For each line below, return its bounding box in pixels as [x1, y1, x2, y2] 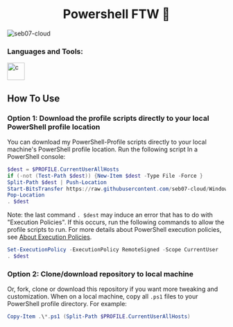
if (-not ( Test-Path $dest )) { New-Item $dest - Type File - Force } [7, 172, 203, 179]
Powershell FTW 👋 [62, 6, 171, 22]
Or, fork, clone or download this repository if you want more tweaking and [7, 285, 218, 294]
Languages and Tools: [7, 47, 83, 56]
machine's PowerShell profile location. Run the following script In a [7, 145, 198, 153]
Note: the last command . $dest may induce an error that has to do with [7, 211, 214, 219]
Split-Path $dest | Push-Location [7, 178, 107, 186]
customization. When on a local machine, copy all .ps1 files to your [7, 292, 198, 301]
